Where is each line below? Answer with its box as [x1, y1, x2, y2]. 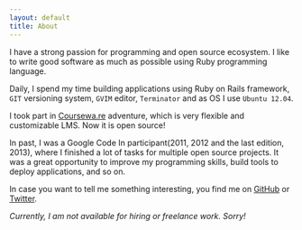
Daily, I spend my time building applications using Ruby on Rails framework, [9, 83, 290, 94]
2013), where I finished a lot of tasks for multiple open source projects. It [9, 146, 279, 158]
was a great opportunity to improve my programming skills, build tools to [9, 156, 279, 167]
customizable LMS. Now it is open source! [9, 119, 166, 131]
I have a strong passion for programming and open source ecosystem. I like [9, 46, 290, 57]
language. [9, 65, 47, 77]
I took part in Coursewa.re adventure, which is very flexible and [9, 110, 245, 121]
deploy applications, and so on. [9, 166, 126, 177]
